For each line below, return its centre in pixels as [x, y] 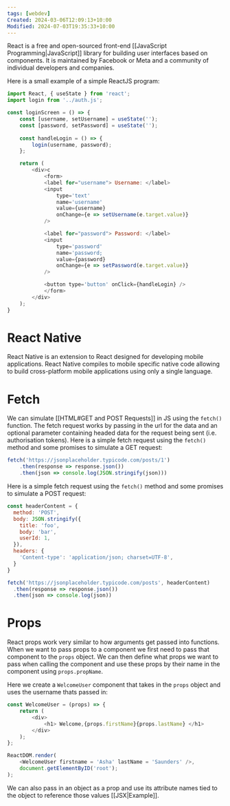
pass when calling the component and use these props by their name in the [114, 664]
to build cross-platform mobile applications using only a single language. [110, 371]
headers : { [29, 551]
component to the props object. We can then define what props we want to [113, 657]
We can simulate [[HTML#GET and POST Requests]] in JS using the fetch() [115, 418]
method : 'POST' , [36, 513]
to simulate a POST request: [47, 494]
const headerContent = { [43, 506]
